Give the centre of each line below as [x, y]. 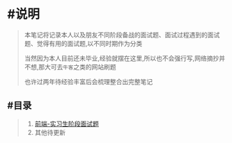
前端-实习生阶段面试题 [67, 124]
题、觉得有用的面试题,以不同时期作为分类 [83, 43]
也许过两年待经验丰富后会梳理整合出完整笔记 [88, 81]
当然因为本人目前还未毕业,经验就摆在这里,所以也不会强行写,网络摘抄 [122, 58]
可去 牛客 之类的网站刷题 [83, 67]
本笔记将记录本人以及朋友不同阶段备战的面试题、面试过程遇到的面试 [122, 35]
